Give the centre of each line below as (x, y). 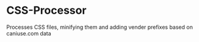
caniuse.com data (29, 33)
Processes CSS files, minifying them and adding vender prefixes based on (100, 27)
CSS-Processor (46, 10)
